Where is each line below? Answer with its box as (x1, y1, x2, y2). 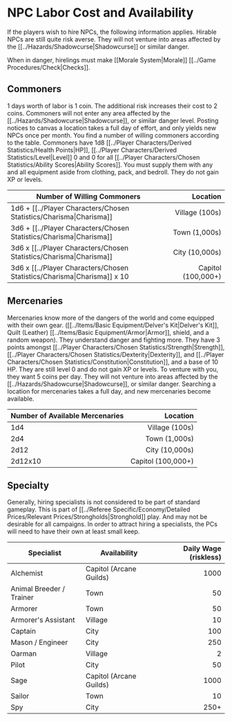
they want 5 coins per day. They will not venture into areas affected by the (7, 372, 218, 381)
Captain (10, 626, 37, 636)
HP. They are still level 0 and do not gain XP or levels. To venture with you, (7, 365, 219, 373)
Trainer (10, 593, 35, 603)
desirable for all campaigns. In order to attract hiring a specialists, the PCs (7, 520, 217, 529)
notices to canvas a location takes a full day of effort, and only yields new (7, 123, 216, 132)
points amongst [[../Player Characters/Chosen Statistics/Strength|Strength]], (7, 343, 225, 351)
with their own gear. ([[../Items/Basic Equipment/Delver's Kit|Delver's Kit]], (7, 320, 219, 329)
